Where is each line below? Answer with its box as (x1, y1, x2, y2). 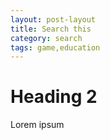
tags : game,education (10, 42, 101, 53)
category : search (10, 33, 83, 43)
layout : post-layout (10, 14, 97, 25)
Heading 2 (10, 86, 98, 108)
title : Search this (10, 24, 92, 34)
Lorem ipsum (10, 119, 65, 131)
